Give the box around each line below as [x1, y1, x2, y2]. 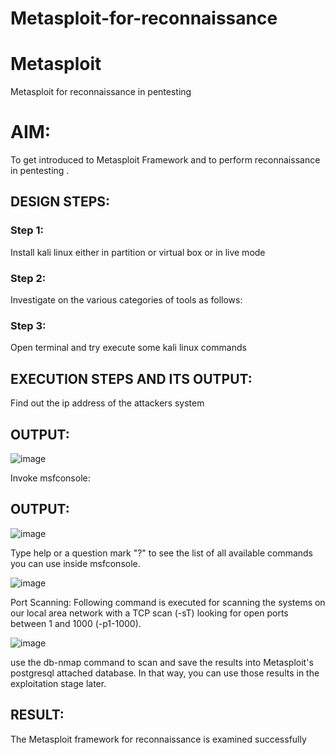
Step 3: [10, 318, 47, 332]
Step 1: [10, 223, 44, 237]
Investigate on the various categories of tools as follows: [10, 294, 243, 306]
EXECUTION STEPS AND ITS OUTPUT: [10, 370, 253, 387]
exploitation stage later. [10, 677, 107, 689]
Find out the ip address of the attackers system [10, 397, 205, 409]
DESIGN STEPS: [10, 193, 111, 211]
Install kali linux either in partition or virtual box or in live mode [10, 246, 266, 258]
